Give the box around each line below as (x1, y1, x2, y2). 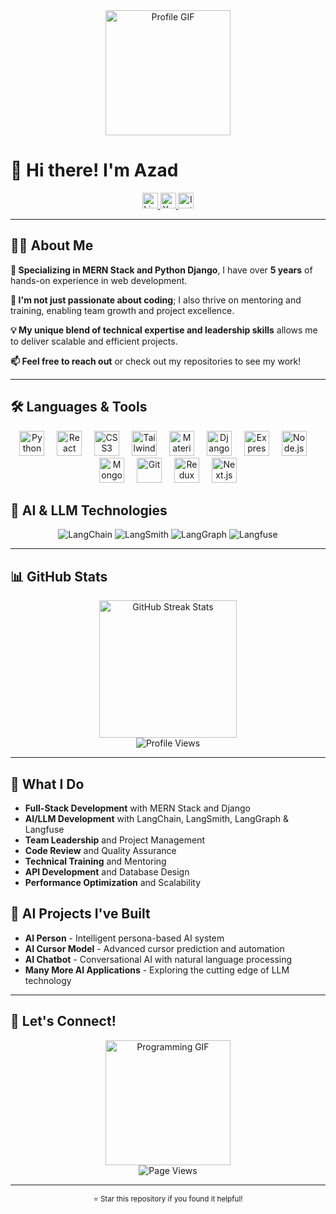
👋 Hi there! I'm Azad (10, 159, 179, 182)
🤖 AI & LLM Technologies (10, 502, 168, 519)
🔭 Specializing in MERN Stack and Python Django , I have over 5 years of (10, 264, 313, 276)
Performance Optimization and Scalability (24, 877, 201, 888)
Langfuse (24, 824, 65, 835)
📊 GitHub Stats (10, 568, 108, 585)
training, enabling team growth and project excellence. (10, 304, 235, 316)
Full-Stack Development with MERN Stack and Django (24, 802, 251, 814)
